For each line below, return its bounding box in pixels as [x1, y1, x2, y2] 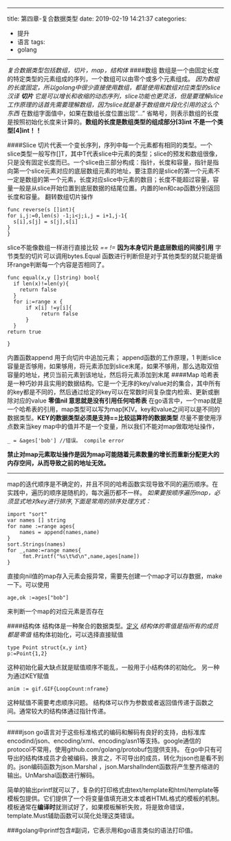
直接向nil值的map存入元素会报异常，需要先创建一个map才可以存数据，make [7, 572, 223, 580]
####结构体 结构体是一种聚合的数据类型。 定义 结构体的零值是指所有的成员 [7, 622, 219, 630]
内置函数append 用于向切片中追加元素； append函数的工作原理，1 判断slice [7, 354, 221, 361]
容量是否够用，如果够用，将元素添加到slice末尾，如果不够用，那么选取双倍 [7, 362, 219, 370]
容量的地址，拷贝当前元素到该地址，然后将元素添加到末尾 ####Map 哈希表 [7, 371, 219, 379]
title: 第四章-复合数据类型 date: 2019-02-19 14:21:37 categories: [7, 14, 187, 23]
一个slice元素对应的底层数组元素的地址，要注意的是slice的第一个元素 [19, 167, 214, 175]
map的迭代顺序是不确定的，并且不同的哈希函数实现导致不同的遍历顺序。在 [7, 480, 219, 488]
